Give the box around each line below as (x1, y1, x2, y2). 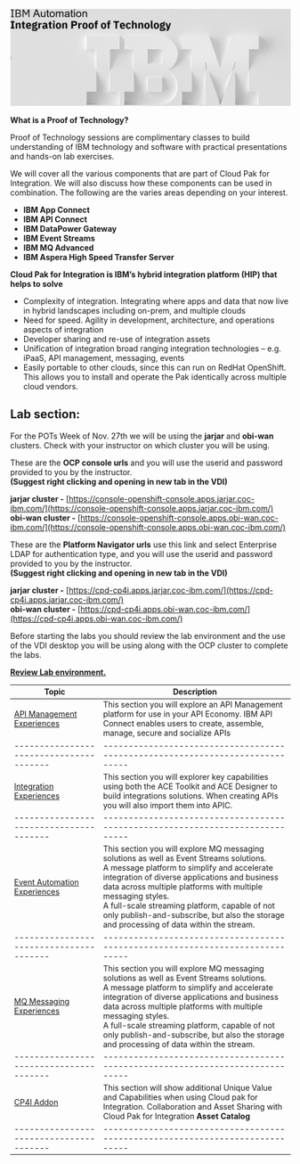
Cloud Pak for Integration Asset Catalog (102, 1111, 251, 1122)
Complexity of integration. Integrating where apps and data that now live (22, 295, 288, 307)
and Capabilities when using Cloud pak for (102, 1092, 258, 1103)
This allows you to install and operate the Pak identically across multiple (22, 371, 288, 382)
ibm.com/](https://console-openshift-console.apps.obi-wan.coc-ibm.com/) (10, 521, 286, 532)
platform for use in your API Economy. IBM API (102, 709, 272, 719)
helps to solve (10, 278, 63, 289)
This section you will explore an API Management (102, 700, 283, 710)
